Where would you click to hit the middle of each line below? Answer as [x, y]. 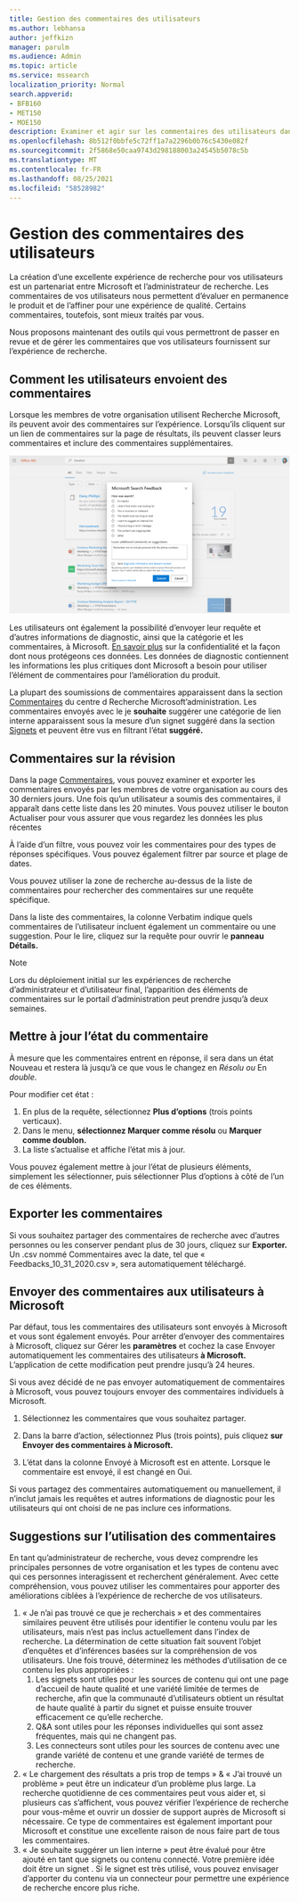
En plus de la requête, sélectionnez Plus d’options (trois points [137, 1112]
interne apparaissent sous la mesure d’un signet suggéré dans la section [142, 721]
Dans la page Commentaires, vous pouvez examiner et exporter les [133, 780]
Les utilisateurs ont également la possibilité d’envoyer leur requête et [135, 628]
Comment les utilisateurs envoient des [118, 379]
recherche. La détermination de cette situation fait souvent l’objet [141, 1642]
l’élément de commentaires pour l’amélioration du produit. [115, 675]
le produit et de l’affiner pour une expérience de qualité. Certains [128, 306]
